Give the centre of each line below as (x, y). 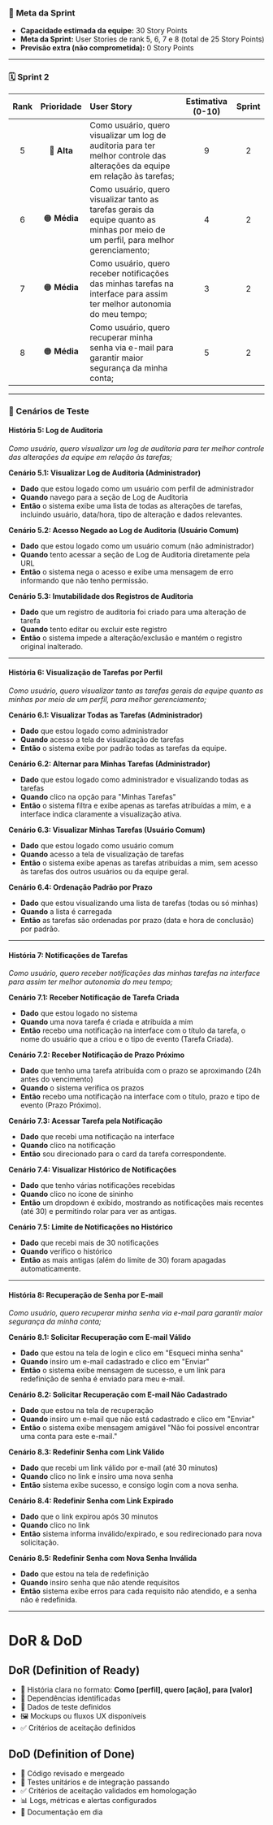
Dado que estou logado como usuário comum (97, 845)
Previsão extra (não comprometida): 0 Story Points (107, 48)
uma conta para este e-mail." (69, 1437)
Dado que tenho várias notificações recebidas (97, 1186)
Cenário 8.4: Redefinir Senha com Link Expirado (91, 1501)
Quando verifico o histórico (66, 1251)
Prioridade (61, 106)
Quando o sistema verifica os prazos (82, 1088)
